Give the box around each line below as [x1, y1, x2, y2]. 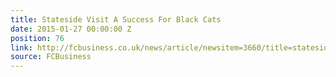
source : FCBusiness [10, 52, 92, 62]
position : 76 [10, 33, 65, 43]
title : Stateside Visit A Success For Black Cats [10, 14, 222, 25]
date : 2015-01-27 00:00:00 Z [10, 24, 132, 34]
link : [10, 42, 33, 53]
